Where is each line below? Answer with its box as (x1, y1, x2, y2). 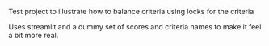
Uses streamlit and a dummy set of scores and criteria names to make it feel (8, 22, 262, 31)
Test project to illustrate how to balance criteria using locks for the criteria (8, 7, 254, 16)
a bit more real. (8, 31, 59, 40)
